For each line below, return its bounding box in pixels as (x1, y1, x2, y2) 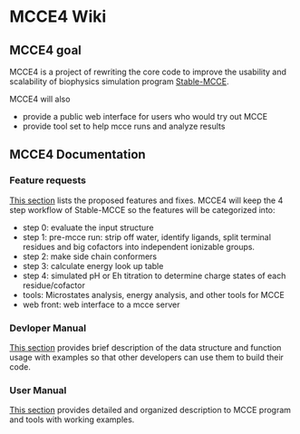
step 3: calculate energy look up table (22, 260, 164, 271)
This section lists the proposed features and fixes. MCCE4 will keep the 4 (9, 195, 284, 206)
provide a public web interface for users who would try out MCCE (22, 111, 268, 121)
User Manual (9, 383, 67, 396)
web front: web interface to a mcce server (22, 299, 180, 310)
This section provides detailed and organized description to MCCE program (9, 405, 292, 416)
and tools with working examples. (9, 414, 135, 425)
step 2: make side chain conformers (22, 251, 157, 262)
